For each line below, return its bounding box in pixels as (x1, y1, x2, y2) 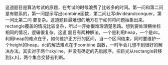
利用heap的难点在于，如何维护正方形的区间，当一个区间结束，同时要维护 (5, 35, 156, 41)
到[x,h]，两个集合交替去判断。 (5, 54, 68, 60)
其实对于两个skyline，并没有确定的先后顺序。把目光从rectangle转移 (22, 48, 162, 54)
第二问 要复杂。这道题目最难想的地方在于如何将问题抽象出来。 (18, 17, 147, 22)
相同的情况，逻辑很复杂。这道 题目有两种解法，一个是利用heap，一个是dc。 (5, 29, 163, 35)
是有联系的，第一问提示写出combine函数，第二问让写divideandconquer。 (5, 10, 157, 16)
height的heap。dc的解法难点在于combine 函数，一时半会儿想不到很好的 (9, 42, 158, 47)
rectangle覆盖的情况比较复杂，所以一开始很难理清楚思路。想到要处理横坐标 (5, 23, 161, 29)
